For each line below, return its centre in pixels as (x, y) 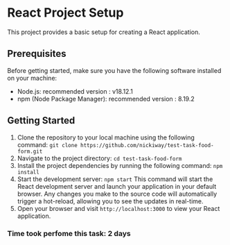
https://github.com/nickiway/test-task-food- (147, 145)
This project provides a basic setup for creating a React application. (104, 32)
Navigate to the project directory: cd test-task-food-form (99, 158)
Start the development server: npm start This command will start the (115, 179)
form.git (30, 151)
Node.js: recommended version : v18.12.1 (75, 91)
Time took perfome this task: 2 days (69, 234)
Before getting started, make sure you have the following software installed (114, 70)
